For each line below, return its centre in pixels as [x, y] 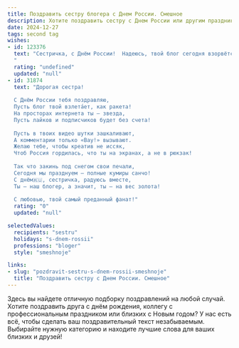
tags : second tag [33, 34]
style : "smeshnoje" [43, 252]
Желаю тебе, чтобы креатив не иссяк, [70, 147]
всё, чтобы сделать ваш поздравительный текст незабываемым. [106, 321]
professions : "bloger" [47, 246]
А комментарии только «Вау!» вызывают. [73, 140]
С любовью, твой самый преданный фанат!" [76, 200]
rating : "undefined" [44, 67]
